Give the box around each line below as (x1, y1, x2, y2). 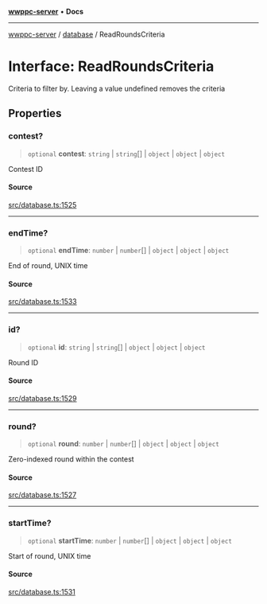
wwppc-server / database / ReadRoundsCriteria (8, 29, 165, 39)
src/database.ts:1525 (8, 200, 77, 209)
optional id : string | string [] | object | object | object (27, 342, 206, 352)
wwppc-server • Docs (8, 7, 84, 16)
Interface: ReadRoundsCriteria (8, 57, 215, 76)
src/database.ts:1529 (8, 393, 77, 403)
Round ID (8, 357, 39, 367)
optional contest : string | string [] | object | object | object (27, 149, 225, 158)
